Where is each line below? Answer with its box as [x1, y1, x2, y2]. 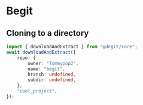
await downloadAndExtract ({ [6, 49, 77, 55]
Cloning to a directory [6, 28, 89, 38]
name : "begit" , [28, 66, 66, 72]
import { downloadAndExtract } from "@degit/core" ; [6, 44, 138, 50]
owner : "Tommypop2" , [28, 60, 79, 66]
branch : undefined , [28, 72, 77, 78]
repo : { [17, 55, 36, 61]
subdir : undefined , [28, 77, 77, 83]
